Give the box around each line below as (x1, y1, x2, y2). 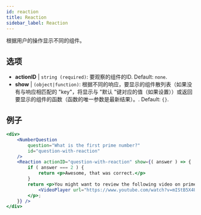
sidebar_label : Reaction (6, 20, 68, 26)
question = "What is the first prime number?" (28, 142, 141, 149)
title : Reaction (6, 14, 47, 20)
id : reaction (6, 8, 39, 15)
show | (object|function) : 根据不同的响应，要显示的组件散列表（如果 (14, 81, 187, 88)
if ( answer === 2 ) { (28, 165, 84, 171)
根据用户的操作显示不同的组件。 (6, 37, 85, 44)
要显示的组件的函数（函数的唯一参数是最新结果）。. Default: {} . (14, 96, 169, 103)
